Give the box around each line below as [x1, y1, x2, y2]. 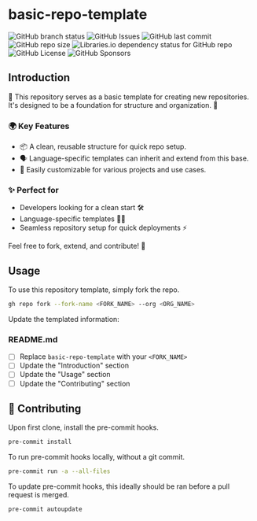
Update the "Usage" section [19, 370, 112, 379]
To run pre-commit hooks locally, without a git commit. [8, 453, 185, 462]
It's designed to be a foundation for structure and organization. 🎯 [8, 100, 218, 109]
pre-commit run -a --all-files [8, 467, 111, 475]
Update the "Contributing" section [19, 379, 130, 388]
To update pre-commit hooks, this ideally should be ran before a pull [8, 482, 230, 491]
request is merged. [8, 490, 69, 500]
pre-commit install [8, 438, 72, 446]
